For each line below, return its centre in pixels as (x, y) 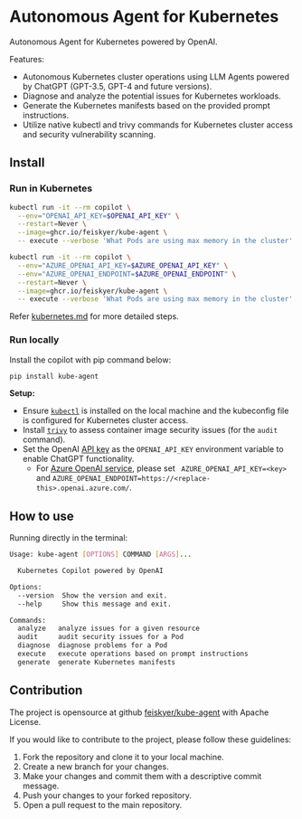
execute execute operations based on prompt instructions (133, 654)
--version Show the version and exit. (93, 595)
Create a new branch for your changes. (95, 767)
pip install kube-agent (54, 376)
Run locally (34, 340)
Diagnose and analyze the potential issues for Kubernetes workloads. (152, 96)
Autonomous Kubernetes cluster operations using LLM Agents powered (156, 76)
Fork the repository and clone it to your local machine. (123, 757)
